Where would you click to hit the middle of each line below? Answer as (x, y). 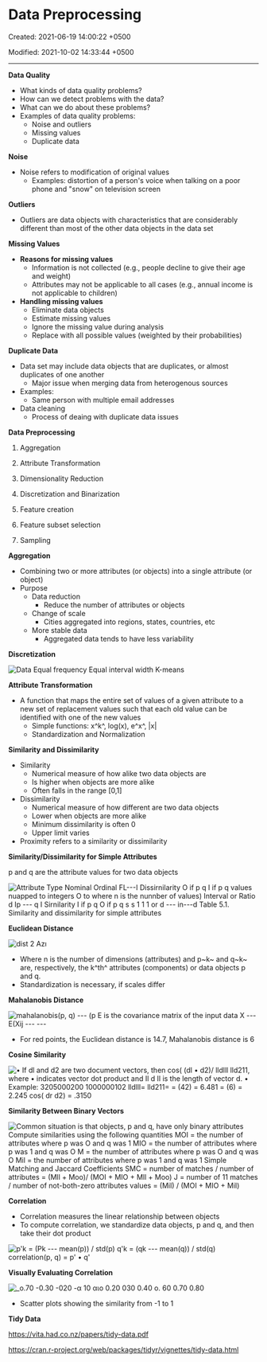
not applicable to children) (74, 293)
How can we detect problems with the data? (92, 99)
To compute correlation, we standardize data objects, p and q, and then (137, 1224)
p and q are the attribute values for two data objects (93, 872)
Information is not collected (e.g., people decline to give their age (138, 267)
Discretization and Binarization (70, 494)
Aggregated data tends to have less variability (119, 638)
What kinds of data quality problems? (81, 90)
